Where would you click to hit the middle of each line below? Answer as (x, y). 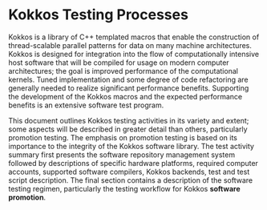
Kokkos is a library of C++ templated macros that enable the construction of (134, 37)
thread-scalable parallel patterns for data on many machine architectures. (130, 45)
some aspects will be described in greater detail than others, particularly (128, 129)
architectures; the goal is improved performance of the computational (123, 71)
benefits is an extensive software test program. (86, 105)
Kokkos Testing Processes (98, 15)
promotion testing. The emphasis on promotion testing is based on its (123, 137)
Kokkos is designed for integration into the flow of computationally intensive (133, 54)
